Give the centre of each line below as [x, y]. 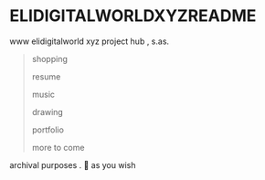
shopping [50, 58]
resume [46, 76]
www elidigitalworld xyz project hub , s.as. [90, 41]
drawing [48, 111]
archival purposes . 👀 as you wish [73, 164]
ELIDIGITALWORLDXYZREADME [133, 16]
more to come [58, 147]
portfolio [48, 130]
